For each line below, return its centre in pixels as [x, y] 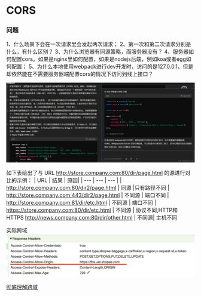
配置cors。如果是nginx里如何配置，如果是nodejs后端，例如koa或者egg [99, 59]
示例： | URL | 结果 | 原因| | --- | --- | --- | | [69, 180]
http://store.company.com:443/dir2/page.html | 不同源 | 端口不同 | [88, 195]
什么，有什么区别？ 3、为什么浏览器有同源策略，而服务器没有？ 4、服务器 [98, 52]
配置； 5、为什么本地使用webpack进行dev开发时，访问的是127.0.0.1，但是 [102, 67]
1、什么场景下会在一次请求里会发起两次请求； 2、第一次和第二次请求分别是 [99, 44]
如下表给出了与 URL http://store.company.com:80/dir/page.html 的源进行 [96, 173]
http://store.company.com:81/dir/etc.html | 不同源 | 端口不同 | [81, 203]
